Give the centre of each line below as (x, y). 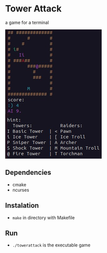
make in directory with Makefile (44, 218)
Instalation (22, 205)
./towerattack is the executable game (51, 245)
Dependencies (28, 173)
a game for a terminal (27, 22)
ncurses (21, 190)
